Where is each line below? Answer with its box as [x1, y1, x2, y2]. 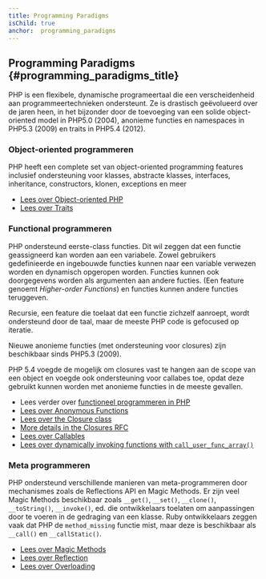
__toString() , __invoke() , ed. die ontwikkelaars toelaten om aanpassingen [8, 504, 255, 513]
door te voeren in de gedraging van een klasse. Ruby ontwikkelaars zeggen [8, 512, 258, 521]
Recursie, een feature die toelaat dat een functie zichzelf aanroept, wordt [8, 308, 250, 317]
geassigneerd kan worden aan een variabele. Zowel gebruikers [8, 250, 216, 259]
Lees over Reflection [19, 553, 88, 563]
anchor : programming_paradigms [8, 26, 116, 34]
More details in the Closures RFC [19, 422, 129, 432]
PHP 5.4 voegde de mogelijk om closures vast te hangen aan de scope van [8, 364, 256, 374]
